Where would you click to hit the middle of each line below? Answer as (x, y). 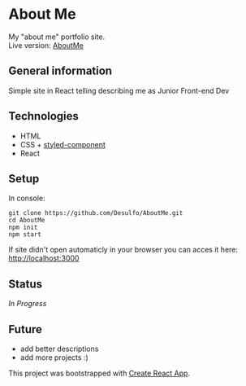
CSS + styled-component (63, 144)
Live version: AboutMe (46, 45)
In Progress (28, 304)
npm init (23, 228)
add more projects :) (54, 357)
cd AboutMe (27, 221)
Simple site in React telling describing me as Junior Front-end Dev (119, 90)
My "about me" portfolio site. (57, 37)
